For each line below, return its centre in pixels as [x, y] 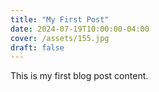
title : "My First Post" [60, 19]
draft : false [37, 47]
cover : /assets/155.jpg [60, 38]
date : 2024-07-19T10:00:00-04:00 [80, 29]
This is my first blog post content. [79, 76]
